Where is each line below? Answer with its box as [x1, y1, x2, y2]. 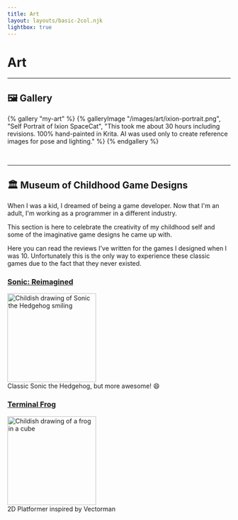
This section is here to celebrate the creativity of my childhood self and [7, 222, 215, 231]
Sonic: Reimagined [7, 276, 74, 286]
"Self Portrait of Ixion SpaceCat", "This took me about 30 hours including [7, 122, 220, 131]
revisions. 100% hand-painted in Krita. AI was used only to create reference [7, 129, 228, 139]
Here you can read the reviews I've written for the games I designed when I [7, 244, 227, 252]
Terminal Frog [7, 399, 57, 409]
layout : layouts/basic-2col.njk [7, 17, 103, 24]
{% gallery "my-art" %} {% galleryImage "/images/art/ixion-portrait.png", [7, 114, 221, 123]
